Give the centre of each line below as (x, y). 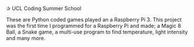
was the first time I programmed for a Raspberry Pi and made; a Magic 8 (93, 26)
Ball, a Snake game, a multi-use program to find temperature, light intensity (97, 32)
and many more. (26, 38)
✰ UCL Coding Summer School (44, 8)
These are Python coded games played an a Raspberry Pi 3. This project (94, 19)
